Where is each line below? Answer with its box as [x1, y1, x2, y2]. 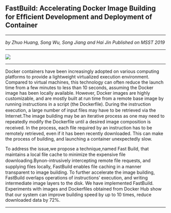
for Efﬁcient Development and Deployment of [5, 13, 153, 21]
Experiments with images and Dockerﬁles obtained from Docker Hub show [5, 185, 162, 192]
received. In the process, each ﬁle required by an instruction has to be [5, 124, 153, 130]
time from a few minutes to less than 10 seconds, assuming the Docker [5, 84, 154, 91]
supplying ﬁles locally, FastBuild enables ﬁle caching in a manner [5, 163, 141, 170]
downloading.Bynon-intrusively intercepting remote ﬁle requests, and [5, 157, 151, 164]
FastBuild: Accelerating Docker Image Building [5, 4, 156, 13]
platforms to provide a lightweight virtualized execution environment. [5, 73, 150, 79]
